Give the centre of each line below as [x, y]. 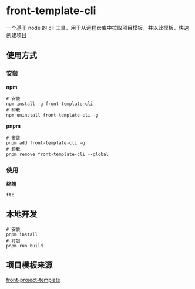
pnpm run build [25, 246]
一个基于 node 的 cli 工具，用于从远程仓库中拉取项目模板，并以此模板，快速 [97, 28]
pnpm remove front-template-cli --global [58, 154]
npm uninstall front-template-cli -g [52, 115]
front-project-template [33, 280]
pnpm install [22, 234]
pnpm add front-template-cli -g [46, 143]
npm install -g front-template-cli [50, 104]
